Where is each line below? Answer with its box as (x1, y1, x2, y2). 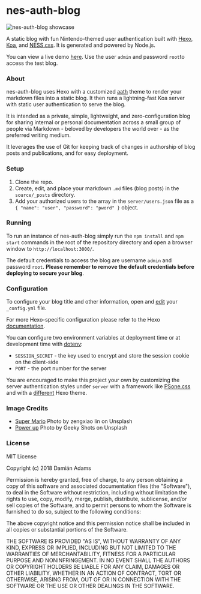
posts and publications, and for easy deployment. (6, 149, 129, 157)
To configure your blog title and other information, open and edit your (6, 298, 178, 305)
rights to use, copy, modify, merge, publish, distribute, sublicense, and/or (6, 495, 187, 502)
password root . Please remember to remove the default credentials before (6, 263, 195, 270)
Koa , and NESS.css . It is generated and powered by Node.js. (6, 41, 156, 49)
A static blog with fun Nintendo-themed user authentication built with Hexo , (6, 35, 193, 42)
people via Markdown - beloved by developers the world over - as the (6, 125, 179, 133)
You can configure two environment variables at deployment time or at (6, 334, 181, 341)
